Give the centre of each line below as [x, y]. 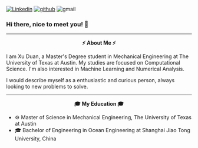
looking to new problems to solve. [47, 87]
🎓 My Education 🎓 [99, 104]
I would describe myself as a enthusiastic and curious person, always [90, 80]
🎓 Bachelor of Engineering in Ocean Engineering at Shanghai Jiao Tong [102, 130]
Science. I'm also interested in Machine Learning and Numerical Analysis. [95, 69]
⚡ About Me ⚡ [99, 43]
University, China [35, 139]
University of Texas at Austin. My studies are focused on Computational [93, 63]
